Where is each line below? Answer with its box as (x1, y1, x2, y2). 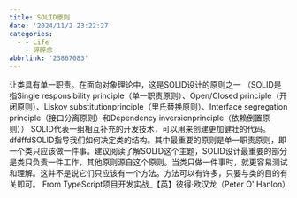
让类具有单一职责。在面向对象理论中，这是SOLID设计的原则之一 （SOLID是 (9, 80, 282, 89)
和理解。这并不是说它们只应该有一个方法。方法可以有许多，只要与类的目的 (9, 168, 280, 178)
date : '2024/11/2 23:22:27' (9, 21, 113, 30)
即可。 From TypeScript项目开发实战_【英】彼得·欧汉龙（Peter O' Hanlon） (16, 179, 290, 189)
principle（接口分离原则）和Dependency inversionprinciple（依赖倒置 (9, 112, 263, 123)
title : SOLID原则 (9, 12, 71, 22)
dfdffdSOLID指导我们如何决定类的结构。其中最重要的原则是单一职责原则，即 (9, 134, 287, 145)
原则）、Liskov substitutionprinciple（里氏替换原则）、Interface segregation (16, 102, 288, 111)
